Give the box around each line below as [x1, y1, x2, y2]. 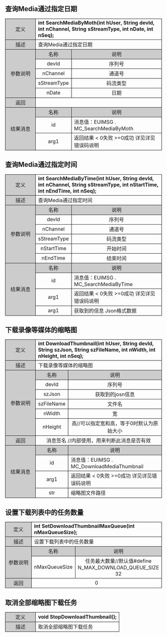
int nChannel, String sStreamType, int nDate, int [38, 25, 154, 32]
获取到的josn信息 [95, 391, 135, 398]
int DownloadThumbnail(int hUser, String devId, [38, 340, 154, 347]
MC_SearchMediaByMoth [74, 125, 134, 132]
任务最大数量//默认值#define [85, 558, 152, 565]
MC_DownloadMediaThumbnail [71, 463, 144, 470]
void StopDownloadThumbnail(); [38, 614, 117, 621]
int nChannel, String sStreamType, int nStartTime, [38, 181, 159, 188]
